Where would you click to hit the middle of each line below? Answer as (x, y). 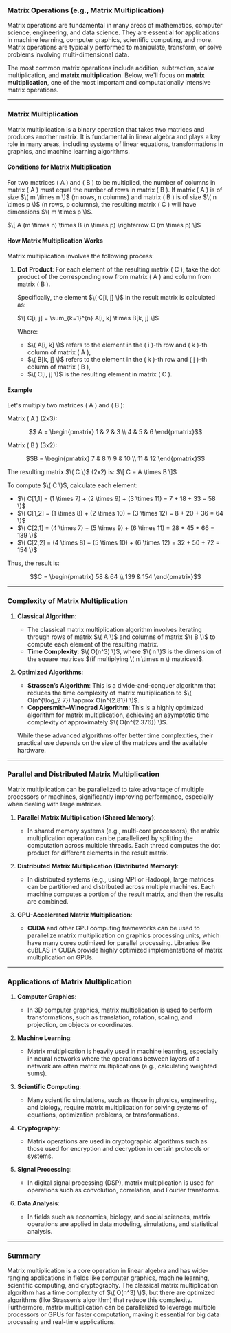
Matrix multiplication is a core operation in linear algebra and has (99, 1271)
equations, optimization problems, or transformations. (103, 1115)
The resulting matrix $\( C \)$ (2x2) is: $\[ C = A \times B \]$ (92, 472)
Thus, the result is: (33, 563)
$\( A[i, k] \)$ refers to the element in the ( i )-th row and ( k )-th (117, 345)
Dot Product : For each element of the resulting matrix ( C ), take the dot (118, 269)
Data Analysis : (38, 1203)
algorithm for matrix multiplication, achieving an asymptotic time (118, 715)
